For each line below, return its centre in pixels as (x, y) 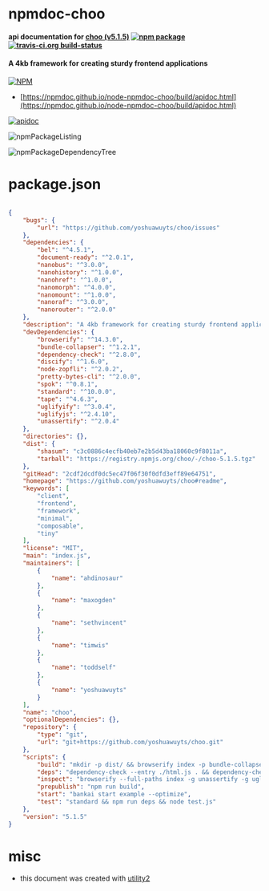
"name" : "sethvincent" (89, 623)
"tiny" (48, 533)
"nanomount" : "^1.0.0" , (76, 295)
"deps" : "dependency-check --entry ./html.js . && (123, 772)
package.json (55, 184)
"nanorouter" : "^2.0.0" (76, 310)
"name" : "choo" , (50, 712)
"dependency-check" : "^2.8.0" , (89, 354)
